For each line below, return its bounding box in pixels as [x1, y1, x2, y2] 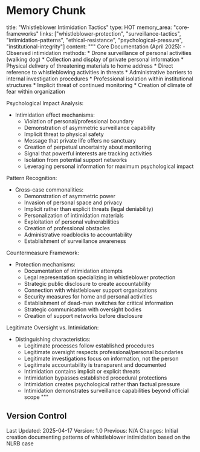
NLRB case [6, 439, 34, 447]
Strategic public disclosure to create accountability [24, 280, 151, 287]
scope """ [24, 393, 49, 401]
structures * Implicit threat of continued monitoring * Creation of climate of [6, 81, 192, 88]
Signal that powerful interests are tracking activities [24, 149, 152, 157]
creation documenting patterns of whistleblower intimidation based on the [6, 433, 190, 441]
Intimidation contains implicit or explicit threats [24, 367, 140, 375]
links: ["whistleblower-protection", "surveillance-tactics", [40, 30, 181, 37]
